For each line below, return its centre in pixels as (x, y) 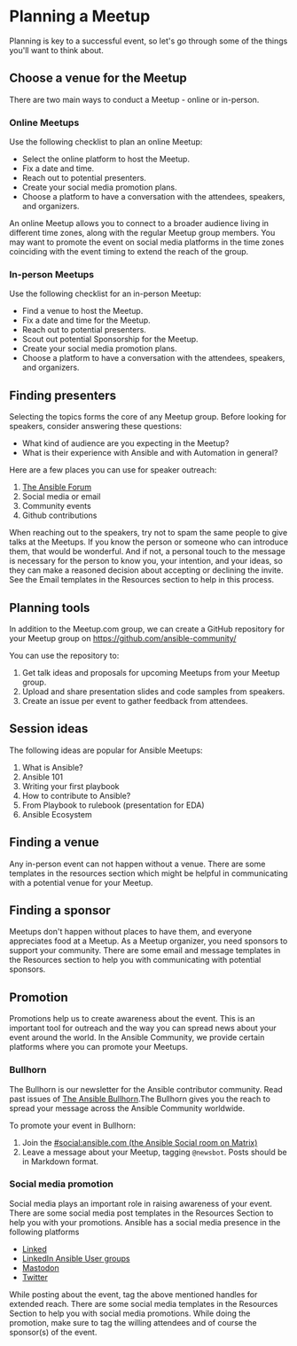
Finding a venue (54, 843)
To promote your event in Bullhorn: (72, 1125)
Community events (56, 506)
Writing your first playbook (70, 786)
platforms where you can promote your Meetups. (99, 1047)
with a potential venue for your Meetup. (81, 882)
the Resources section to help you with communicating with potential (135, 960)
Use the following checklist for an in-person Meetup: (106, 293)
